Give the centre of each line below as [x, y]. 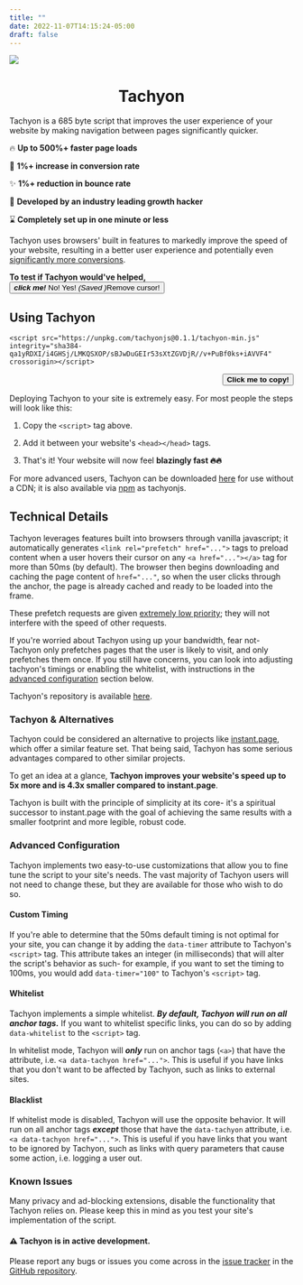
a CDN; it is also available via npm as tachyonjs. [98, 488]
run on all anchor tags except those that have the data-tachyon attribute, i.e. [151, 1130]
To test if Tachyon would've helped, [78, 277]
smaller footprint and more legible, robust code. [98, 822]
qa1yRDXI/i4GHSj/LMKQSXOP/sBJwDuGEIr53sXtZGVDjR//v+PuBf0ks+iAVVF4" [141, 354]
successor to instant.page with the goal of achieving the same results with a [151, 812]
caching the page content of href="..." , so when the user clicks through [145, 576]
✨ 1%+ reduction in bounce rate [70, 184]
